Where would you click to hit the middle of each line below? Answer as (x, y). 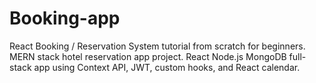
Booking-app (65, 18)
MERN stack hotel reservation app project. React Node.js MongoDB (148, 56)
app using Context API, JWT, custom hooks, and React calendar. (167, 67)
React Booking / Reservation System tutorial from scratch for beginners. (157, 46)
